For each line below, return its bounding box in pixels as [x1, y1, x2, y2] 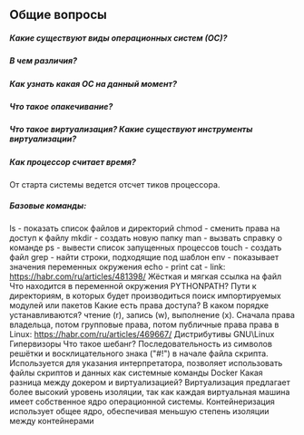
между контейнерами [9, 416, 94, 427]
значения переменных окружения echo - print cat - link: [9, 262, 226, 273]
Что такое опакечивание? [9, 101, 113, 112]
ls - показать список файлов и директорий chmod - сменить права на [9, 223, 280, 234]
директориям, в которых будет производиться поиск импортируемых [9, 290, 281, 302]
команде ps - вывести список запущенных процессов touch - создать [9, 242, 282, 253]
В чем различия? [9, 55, 78, 66]
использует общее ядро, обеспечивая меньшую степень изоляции [9, 406, 270, 417]
